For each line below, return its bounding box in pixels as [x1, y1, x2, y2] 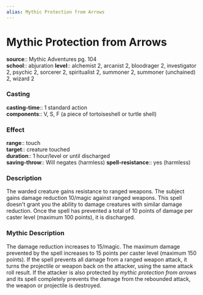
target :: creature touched [6, 146, 70, 153]
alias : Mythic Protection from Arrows [6, 9, 105, 15]
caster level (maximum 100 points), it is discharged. [6, 214, 135, 221]
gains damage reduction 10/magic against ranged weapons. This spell [6, 194, 182, 202]
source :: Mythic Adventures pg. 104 [6, 55, 97, 63]
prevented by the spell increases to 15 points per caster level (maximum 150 [6, 249, 197, 257]
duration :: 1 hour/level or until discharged [6, 152, 110, 160]
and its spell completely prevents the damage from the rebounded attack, [6, 275, 191, 282]
